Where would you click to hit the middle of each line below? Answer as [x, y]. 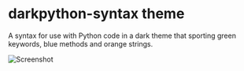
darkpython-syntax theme [96, 14]
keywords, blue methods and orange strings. [81, 43]
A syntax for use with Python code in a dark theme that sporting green [122, 35]
